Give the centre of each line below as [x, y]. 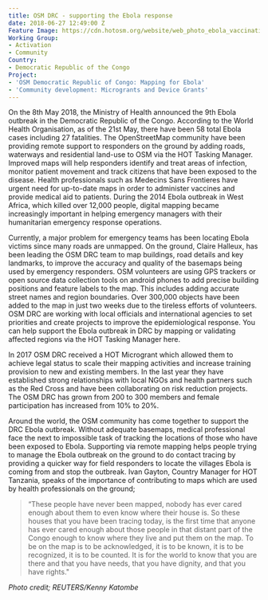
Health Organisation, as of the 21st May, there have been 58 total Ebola [125, 129]
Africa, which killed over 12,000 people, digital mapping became [114, 206]
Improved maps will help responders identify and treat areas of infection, [128, 163]
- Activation [30, 45]
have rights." [49, 572]
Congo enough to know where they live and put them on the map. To [140, 538]
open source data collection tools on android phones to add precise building [134, 280]
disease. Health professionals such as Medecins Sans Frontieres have [123, 180]
